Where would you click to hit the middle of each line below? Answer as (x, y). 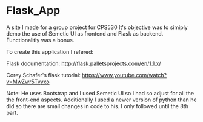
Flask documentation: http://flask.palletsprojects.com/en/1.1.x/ (84, 63)
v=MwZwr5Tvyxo (28, 82)
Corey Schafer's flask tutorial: (43, 75)
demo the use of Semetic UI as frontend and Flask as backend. (85, 33)
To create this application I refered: (50, 51)
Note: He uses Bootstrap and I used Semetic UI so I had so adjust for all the (100, 93)
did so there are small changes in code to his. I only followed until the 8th (98, 106)
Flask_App (33, 11)
